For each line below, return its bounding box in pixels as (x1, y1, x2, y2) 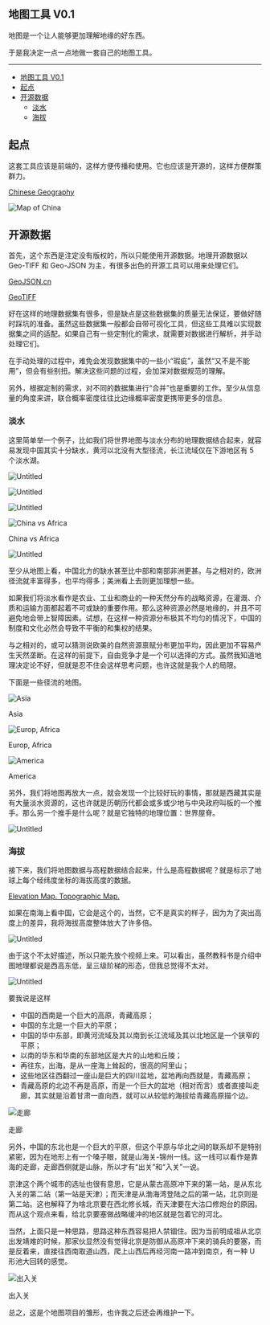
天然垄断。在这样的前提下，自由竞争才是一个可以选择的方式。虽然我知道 (14, 650, 255, 660)
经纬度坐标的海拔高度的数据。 (35, 875, 135, 885)
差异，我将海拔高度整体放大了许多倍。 (29, 918, 157, 928)
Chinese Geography (8, 187, 75, 197)
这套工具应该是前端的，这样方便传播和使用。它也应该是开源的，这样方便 (8, 161, 247, 170)
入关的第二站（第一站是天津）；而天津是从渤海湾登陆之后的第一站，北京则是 (8, 1189, 259, 1199)
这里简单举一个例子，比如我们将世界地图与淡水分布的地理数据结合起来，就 (8, 435, 255, 444)
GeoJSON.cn (8, 276, 52, 287)
